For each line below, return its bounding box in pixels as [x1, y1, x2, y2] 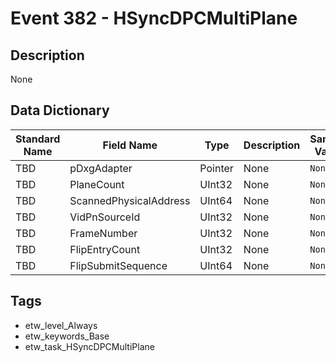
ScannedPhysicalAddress [69, 193, 191, 207]
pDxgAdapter [69, 161, 133, 175]
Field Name [102, 138, 158, 152]
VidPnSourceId [69, 210, 141, 224]
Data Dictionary [10, 102, 110, 119]
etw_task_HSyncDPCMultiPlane [24, 340, 155, 352]
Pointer [199, 161, 234, 175]
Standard [15, 132, 61, 146]
